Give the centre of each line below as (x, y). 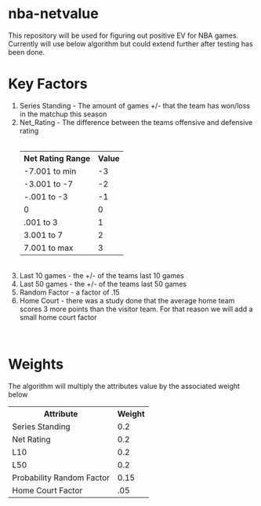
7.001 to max (48, 247)
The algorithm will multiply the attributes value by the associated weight (124, 386)
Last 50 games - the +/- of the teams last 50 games (103, 284)
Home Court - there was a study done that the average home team (127, 300)
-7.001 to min (50, 171)
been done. (27, 52)
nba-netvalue (54, 14)
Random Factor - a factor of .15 (69, 292)
